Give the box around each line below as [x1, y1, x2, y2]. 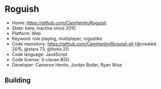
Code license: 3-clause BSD [11, 56, 70, 62]
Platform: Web [11, 30, 41, 36]
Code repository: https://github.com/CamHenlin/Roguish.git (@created [11, 41, 157, 46]
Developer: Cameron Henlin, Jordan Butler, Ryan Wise [11, 62, 122, 68]
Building [4, 76, 31, 85]
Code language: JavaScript [11, 51, 68, 57]
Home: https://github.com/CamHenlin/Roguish [11, 20, 107, 26]
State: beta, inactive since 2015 [11, 25, 76, 31]
